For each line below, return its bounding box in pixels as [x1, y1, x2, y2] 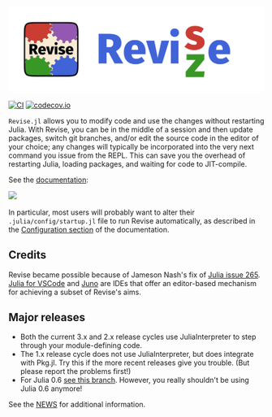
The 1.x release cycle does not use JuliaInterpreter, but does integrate [19, 350, 254, 359]
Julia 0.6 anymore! [19, 384, 83, 393]
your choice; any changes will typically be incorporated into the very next [8, 141, 254, 151]
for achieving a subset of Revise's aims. [8, 287, 142, 297]
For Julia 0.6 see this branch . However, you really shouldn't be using [19, 376, 249, 385]
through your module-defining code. [19, 341, 143, 350]
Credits [8, 248, 47, 262]
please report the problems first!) [19, 367, 132, 376]
